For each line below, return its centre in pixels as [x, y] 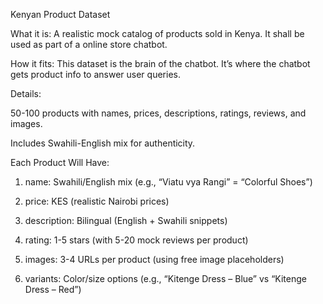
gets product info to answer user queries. [95, 74]
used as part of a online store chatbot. [89, 44]
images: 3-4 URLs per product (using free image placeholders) [154, 259]
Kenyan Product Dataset [60, 14]
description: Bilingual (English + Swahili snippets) [126, 220]
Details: [26, 93]
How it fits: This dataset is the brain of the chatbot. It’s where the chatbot [160, 63]
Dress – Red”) [53, 289]
